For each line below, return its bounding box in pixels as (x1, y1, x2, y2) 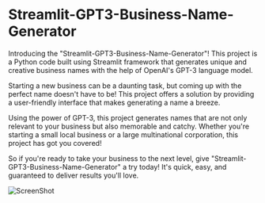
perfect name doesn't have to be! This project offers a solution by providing (8, 89, 255, 98)
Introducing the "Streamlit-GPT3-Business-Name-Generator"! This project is (8, 48, 258, 58)
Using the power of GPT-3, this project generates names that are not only (8, 113, 248, 122)
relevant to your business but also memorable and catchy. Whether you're (8, 121, 250, 131)
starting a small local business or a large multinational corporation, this (8, 129, 239, 140)
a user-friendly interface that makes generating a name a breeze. (8, 98, 221, 107)
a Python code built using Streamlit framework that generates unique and (8, 57, 248, 67)
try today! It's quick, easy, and (128, 162, 227, 171)
